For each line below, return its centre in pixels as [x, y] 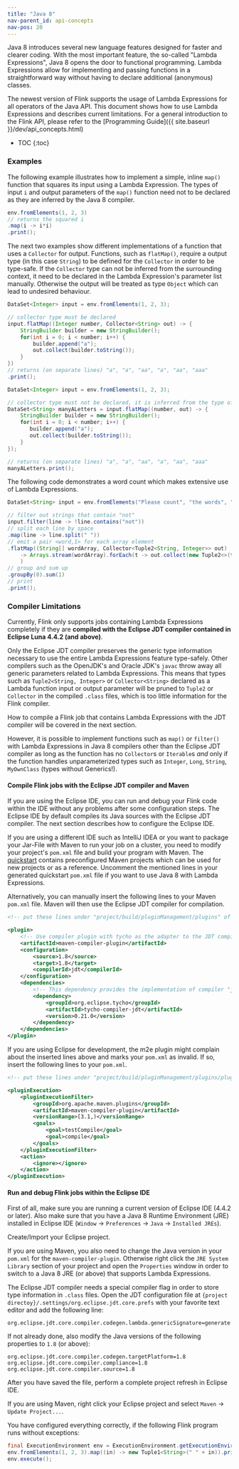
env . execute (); [30, 1459]
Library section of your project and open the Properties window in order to [118, 1266]
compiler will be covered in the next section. [72, 725]
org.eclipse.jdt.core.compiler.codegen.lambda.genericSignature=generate [119, 1323]
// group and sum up [38, 568]
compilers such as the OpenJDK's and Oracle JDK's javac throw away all [115, 666]
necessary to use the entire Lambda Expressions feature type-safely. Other [118, 658]
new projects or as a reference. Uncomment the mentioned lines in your [113, 868]
